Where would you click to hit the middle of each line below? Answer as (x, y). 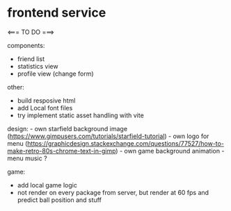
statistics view (38, 66)
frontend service (57, 13)
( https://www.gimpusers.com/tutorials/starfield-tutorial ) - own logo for (108, 136)
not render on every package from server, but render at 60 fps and (113, 192)
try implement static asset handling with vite (80, 115)
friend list (31, 59)
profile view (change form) (55, 74)
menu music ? (27, 158)
